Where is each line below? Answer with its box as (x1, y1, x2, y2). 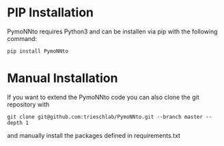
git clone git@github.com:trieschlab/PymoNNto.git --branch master (7, 113, 204, 120)
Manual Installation (7, 70, 118, 86)
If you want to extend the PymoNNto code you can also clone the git (7, 93, 199, 101)
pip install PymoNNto (7, 48, 69, 55)
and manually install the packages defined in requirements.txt (7, 131, 181, 139)
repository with (7, 100, 50, 108)
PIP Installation (7, 5, 94, 20)
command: (7, 34, 38, 42)
